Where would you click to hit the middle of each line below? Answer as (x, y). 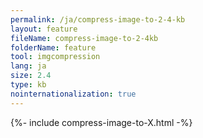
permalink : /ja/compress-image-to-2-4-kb (98, 19)
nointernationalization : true (73, 94)
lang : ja (28, 66)
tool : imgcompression (55, 57)
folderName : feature (53, 47)
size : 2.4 (31, 76)
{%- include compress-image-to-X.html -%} (101, 122)
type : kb (28, 85)
